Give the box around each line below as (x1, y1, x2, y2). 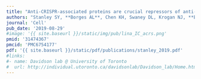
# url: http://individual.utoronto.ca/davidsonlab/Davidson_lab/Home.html (6, 64, 199, 70)
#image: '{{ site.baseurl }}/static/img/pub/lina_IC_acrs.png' (6, 31, 167, 37)
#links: (6, 53, 26, 59)
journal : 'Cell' (6, 20, 47, 26)
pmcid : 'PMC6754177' (6, 42, 58, 48)
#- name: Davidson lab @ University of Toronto (6, 58, 127, 64)
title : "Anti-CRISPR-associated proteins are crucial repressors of (6, 8, 181, 15)
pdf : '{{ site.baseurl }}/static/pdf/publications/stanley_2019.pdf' (6, 48, 184, 53)
